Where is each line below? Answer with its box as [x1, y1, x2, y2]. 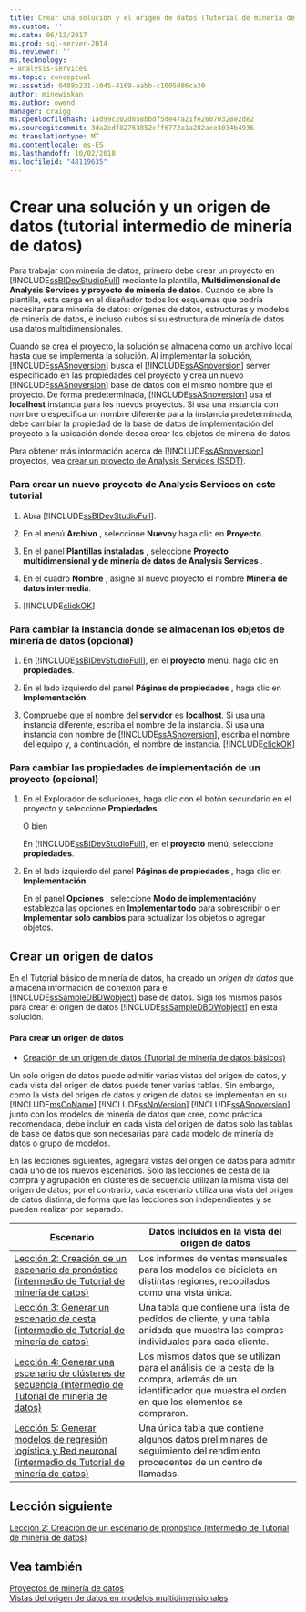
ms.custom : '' [9, 22, 64, 31]
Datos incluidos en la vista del [148, 1226, 282, 1239]
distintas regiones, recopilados [138, 1275, 270, 1288]
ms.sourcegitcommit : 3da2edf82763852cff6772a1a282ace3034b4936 [9, 124, 255, 133]
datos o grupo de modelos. [9, 1138, 111, 1148]
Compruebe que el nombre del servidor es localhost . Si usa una [22, 709, 266, 720]
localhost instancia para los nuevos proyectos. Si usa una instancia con [9, 399, 279, 410]
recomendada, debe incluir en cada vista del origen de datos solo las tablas [9, 1118, 293, 1129]
